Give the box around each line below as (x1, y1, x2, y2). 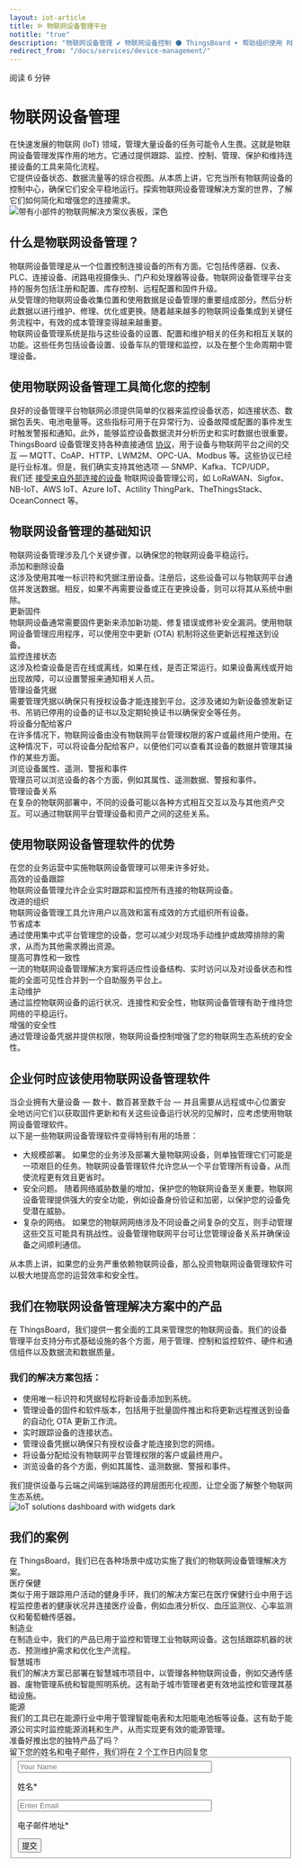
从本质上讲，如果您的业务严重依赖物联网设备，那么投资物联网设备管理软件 (9, 1258, 285, 1269)
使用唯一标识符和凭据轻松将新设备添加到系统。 (22, 1393, 196, 1404)
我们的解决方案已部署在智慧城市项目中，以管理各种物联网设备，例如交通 (9, 1667, 277, 1678)
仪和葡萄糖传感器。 (9, 1612, 81, 1622)
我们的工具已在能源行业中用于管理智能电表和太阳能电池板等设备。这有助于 (9, 1712, 285, 1723)
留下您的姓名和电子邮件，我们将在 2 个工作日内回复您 (9, 1747, 209, 1757)
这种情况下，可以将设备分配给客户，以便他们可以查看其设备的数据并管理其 (9, 740, 285, 751)
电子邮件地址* (17, 1819, 69, 1830)
